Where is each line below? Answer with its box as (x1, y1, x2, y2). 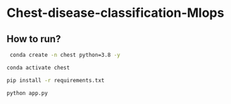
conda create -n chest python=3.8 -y (9, 51, 120, 58)
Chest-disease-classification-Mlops (6, 5, 225, 21)
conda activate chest (6, 64, 70, 71)
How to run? (6, 33, 61, 45)
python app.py (6, 89, 49, 96)
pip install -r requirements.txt (6, 77, 105, 84)
